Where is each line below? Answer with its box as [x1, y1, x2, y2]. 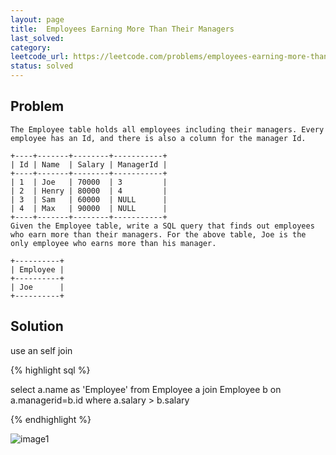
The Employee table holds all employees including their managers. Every [10, 124, 325, 135]
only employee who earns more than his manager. [10, 238, 217, 248]
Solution [10, 318, 64, 335]
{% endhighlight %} [10, 413, 92, 425]
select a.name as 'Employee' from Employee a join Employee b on [10, 383, 282, 395]
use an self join [10, 344, 73, 356]
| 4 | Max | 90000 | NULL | [10, 203, 168, 213]
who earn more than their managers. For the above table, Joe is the [10, 229, 307, 240]
